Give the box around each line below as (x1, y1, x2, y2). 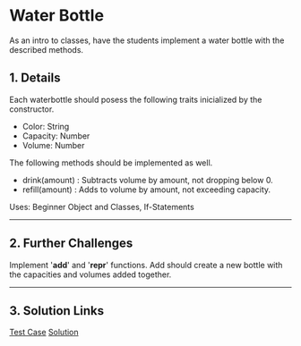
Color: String (21, 121, 70, 131)
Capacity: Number (21, 131, 90, 141)
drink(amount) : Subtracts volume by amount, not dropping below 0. (21, 174, 273, 185)
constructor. (9, 104, 55, 114)
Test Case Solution (9, 327, 79, 338)
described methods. (9, 44, 83, 55)
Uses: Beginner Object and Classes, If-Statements (9, 201, 194, 212)
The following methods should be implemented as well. (9, 157, 213, 168)
